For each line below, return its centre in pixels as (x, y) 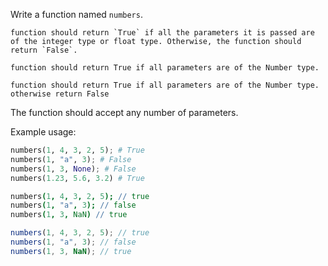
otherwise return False (60, 94)
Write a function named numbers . (76, 14)
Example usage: (43, 132)
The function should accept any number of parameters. (124, 112)
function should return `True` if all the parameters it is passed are (162, 33)
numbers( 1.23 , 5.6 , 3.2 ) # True (77, 178)
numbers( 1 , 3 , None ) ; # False (73, 169)
